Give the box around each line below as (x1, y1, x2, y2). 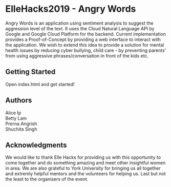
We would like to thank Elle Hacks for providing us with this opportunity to (5, 154, 161, 160)
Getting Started (5, 68, 56, 76)
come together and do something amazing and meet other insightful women (5, 160, 166, 166)
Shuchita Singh (5, 126, 37, 132)
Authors (5, 96, 32, 105)
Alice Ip (5, 110, 22, 116)
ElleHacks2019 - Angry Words (5, 3, 136, 15)
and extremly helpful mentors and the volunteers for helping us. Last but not (5, 171, 166, 177)
